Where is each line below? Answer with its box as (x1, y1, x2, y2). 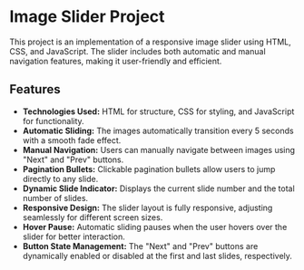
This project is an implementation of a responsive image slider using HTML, (9, 36, 292, 47)
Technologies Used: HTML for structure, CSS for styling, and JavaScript (22, 106, 295, 117)
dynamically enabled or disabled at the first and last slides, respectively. (22, 250, 293, 261)
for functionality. (22, 115, 84, 126)
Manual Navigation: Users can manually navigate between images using (22, 144, 296, 155)
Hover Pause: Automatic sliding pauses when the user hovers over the (22, 221, 288, 232)
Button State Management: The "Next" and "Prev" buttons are (22, 240, 259, 251)
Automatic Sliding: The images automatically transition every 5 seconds (22, 125, 294, 136)
